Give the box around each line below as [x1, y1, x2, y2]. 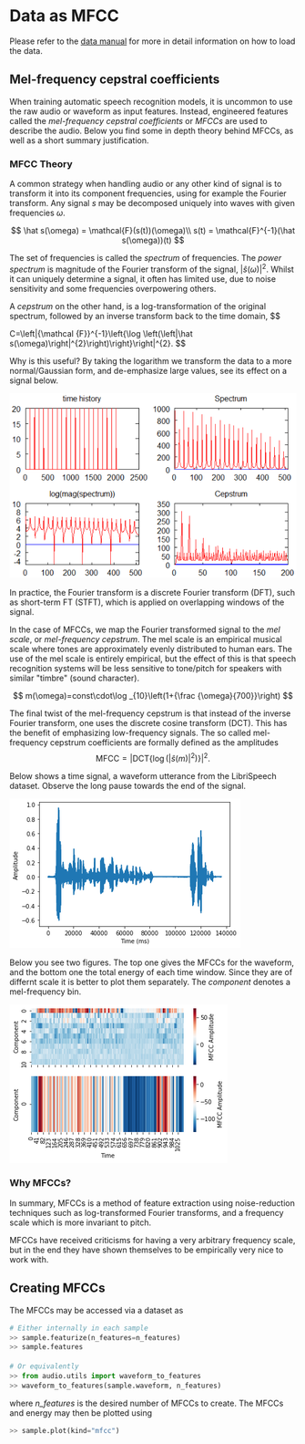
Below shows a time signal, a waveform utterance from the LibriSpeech [9, 770, 277, 781]
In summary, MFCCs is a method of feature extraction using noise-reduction [9, 1197, 296, 1209]
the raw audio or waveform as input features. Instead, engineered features [9, 106, 289, 117]
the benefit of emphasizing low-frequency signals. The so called [9, 727, 252, 738]
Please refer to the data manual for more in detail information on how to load [9, 36, 296, 47]
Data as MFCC [9, 5, 120, 26]
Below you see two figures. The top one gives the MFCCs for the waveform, [9, 957, 294, 968]
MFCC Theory [9, 157, 73, 170]
